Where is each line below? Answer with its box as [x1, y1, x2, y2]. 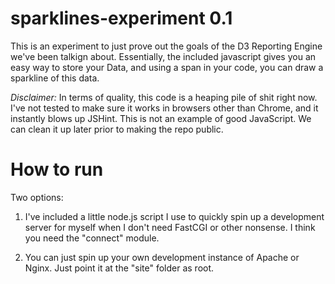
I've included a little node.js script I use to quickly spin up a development [24, 210, 325, 222]
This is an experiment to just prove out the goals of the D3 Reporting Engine [10, 40, 323, 52]
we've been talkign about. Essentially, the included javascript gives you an [10, 50, 317, 62]
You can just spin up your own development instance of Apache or [24, 251, 300, 263]
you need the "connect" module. [24, 232, 160, 244]
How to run [10, 158, 104, 181]
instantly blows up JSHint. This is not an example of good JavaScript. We [10, 112, 312, 124]
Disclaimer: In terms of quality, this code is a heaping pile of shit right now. [10, 91, 318, 103]
